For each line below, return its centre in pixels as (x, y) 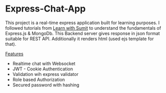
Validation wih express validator (46, 74)
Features (14, 54)
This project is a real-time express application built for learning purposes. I (82, 23)
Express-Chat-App (46, 9)
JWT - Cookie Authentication (43, 69)
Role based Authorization (39, 79)
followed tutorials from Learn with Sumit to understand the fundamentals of (83, 28)
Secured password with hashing (46, 85)
